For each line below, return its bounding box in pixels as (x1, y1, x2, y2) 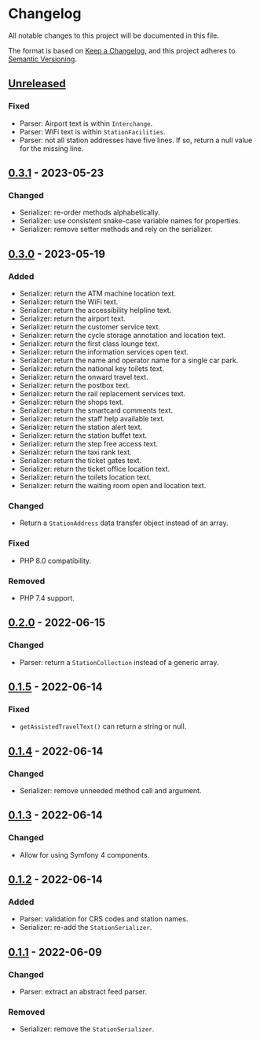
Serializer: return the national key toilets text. (19, 364, 165, 373)
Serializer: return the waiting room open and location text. (19, 481, 207, 490)
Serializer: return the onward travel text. (19, 373, 148, 381)
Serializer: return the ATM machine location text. (19, 288, 177, 298)
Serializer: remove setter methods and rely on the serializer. (19, 225, 213, 234)
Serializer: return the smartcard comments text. (19, 406, 173, 415)
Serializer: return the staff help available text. (19, 414, 165, 423)
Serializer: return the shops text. (19, 398, 124, 406)
